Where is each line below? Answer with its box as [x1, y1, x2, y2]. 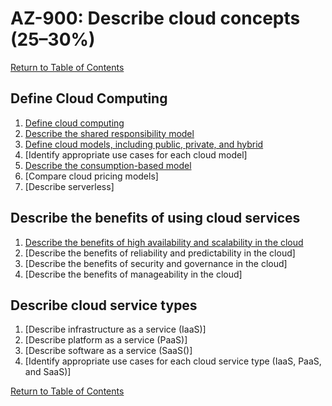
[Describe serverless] [24, 180, 115, 192]
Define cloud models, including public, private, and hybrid [24, 138, 264, 150]
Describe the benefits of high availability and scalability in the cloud [24, 236, 304, 248]
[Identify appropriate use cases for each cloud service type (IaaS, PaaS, [24, 355, 322, 367]
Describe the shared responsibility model [24, 127, 195, 139]
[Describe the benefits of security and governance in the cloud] [24, 257, 288, 269]
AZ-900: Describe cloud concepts [10, 7, 301, 30]
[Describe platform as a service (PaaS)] [24, 334, 188, 346]
